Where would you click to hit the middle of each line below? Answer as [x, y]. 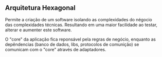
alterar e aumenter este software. [38, 30]
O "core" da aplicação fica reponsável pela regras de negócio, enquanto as [81, 39]
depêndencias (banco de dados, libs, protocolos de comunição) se [72, 44]
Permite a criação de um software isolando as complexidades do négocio [79, 19]
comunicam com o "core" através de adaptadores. [55, 49]
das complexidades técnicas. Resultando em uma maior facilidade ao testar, [81, 25]
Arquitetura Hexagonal [40, 8]
